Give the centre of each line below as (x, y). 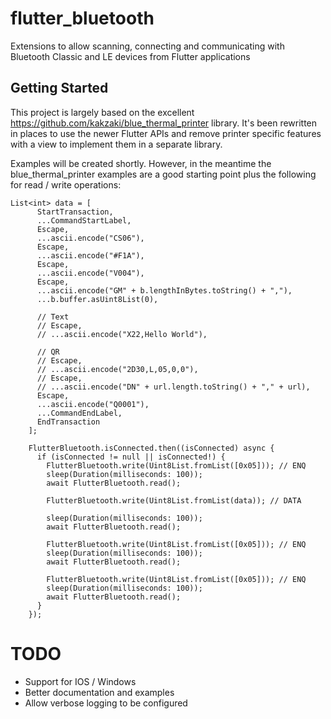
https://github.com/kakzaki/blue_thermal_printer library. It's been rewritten (164, 123)
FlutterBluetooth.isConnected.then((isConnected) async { (151, 448)
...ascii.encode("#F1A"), (90, 255)
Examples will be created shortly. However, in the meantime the (141, 163)
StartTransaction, (75, 212)
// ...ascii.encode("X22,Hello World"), (122, 334)
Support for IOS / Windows (80, 681)
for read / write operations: (66, 184)
